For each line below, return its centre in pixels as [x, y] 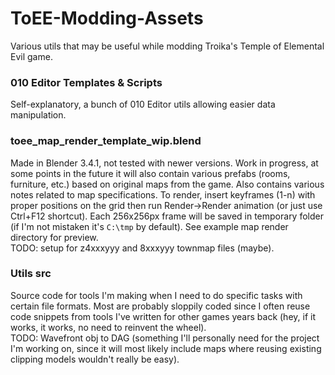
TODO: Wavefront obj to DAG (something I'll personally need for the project [165, 338]
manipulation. [38, 115]
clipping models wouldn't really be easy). [95, 359]
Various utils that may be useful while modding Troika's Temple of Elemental [167, 46]
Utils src [31, 274]
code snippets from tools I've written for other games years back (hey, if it [163, 316]
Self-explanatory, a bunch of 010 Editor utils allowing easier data [143, 104]
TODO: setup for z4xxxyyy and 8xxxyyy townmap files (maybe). [142, 248]
